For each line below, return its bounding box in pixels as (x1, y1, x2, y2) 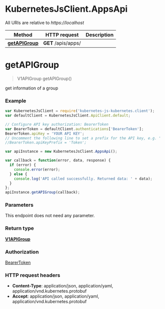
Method (14, 31, 33, 38)
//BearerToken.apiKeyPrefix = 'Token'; (5, 140, 87, 145)
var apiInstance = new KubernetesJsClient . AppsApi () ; (5, 149, 118, 154)
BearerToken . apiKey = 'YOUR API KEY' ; (5, 131, 84, 136)
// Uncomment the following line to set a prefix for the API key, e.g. (5, 136, 157, 140)
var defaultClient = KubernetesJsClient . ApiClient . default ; (5, 113, 131, 118)
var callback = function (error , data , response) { (5, 158, 111, 163)
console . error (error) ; (14, 167, 60, 172)
